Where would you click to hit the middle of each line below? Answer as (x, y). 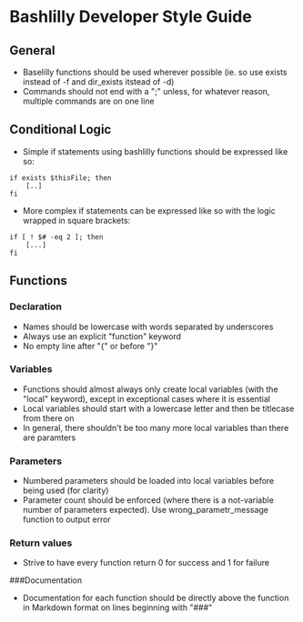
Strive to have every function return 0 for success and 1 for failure (146, 563)
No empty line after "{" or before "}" (90, 346)
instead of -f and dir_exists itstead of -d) (98, 82)
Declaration (35, 306)
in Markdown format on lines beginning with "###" (117, 607)
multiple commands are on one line (88, 101)
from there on (48, 418)
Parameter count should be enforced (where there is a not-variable (148, 500)
